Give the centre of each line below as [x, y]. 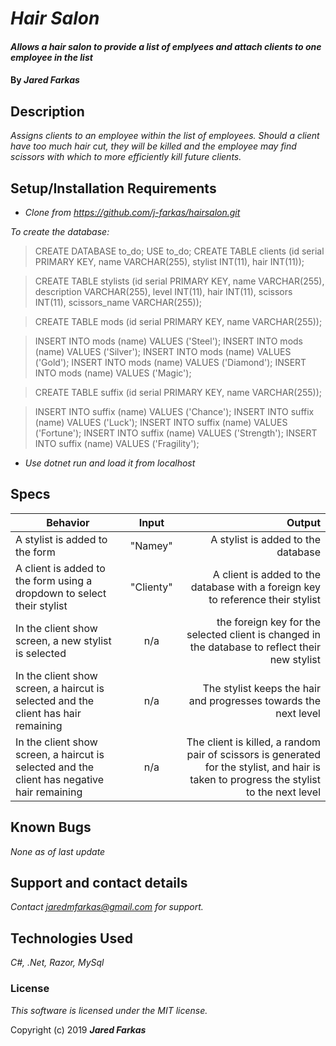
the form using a [54, 580]
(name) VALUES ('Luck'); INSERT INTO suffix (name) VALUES [161, 422]
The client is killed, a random [253, 742]
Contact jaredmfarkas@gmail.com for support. [107, 907]
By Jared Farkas [45, 80]
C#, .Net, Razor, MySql [57, 963]
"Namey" [151, 545]
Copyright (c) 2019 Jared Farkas [78, 1029]
